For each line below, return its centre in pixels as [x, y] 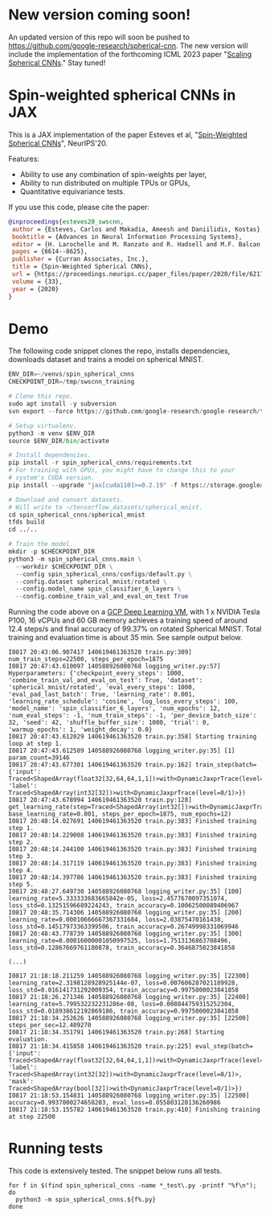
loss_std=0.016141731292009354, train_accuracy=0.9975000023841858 [124, 990]
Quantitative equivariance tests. [73, 191]
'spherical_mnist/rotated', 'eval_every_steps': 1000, [102, 688]
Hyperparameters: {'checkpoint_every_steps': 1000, [96, 673]
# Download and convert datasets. [66, 500]
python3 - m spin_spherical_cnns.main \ [75, 559]
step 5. [21, 885]
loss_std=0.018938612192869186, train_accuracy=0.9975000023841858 [124, 1011]
